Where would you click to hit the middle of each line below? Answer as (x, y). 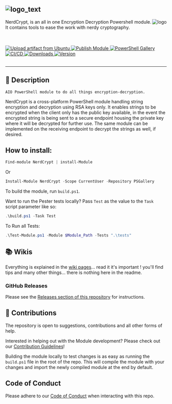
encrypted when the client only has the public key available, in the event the (85, 112)
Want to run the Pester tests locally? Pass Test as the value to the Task (79, 201)
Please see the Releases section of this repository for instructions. (75, 297)
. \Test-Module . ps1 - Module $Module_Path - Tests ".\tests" (68, 235)
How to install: (29, 150)
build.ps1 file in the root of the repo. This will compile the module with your (85, 362)
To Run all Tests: (23, 226)
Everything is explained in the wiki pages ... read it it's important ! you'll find (84, 267)
